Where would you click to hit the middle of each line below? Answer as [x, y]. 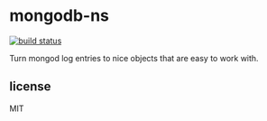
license [30, 87]
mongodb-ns [60, 16]
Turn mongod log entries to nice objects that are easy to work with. [134, 58]
